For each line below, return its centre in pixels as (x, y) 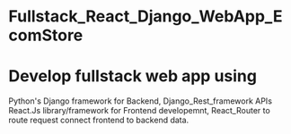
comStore (46, 35)
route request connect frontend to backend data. (99, 120)
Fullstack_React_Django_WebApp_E (145, 17)
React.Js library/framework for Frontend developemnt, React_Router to (139, 111)
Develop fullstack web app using (133, 76)
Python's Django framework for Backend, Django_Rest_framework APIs (141, 101)
